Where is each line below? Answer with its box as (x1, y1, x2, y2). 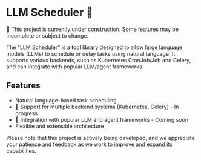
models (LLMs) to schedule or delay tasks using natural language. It (6, 50, 176, 57)
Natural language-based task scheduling (15, 96, 117, 104)
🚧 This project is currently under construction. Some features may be (6, 25, 179, 33)
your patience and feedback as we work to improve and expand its (6, 141, 173, 148)
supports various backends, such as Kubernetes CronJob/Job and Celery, (6, 56, 191, 64)
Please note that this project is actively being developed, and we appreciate (6, 134, 195, 141)
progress (15, 109, 38, 117)
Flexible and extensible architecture (15, 122, 104, 130)
